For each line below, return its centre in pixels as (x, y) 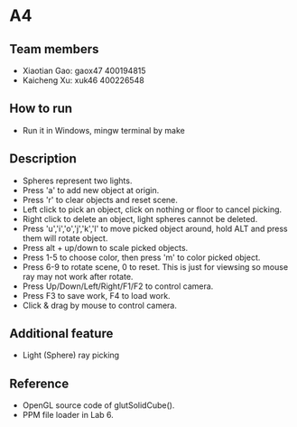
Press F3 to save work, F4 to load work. (96, 295)
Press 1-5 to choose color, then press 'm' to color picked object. (141, 257)
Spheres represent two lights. (77, 181)
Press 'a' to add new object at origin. (91, 190)
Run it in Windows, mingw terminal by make (103, 130)
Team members (54, 49)
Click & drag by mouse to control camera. (100, 305)
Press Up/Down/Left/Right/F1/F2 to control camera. (118, 286)
